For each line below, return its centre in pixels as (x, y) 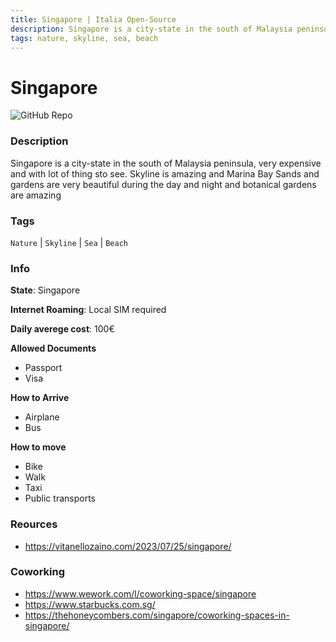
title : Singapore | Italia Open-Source (93, 19)
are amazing (36, 195)
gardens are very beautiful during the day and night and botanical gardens (163, 184)
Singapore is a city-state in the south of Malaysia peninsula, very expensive (166, 163)
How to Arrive (40, 398)
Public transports (60, 498)
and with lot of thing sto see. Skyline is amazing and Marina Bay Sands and (165, 173)
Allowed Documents (53, 348)
